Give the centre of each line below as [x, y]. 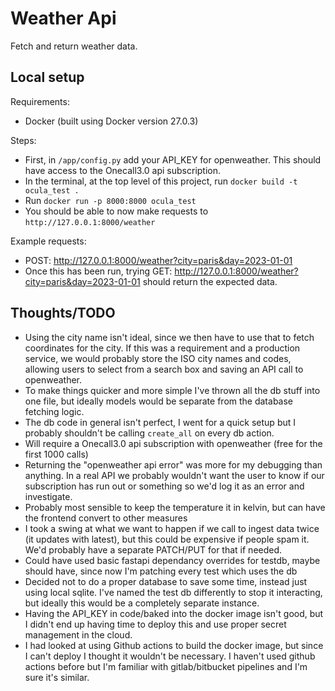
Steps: [23, 140]
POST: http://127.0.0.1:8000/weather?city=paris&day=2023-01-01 [158, 260]
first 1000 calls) [56, 454]
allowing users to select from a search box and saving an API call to [164, 369]
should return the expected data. [210, 281]
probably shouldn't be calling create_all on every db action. [149, 433]
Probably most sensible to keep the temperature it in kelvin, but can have [175, 507]
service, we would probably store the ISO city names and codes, [158, 358]
